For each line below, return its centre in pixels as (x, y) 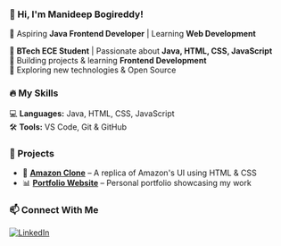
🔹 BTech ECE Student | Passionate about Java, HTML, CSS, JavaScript (141, 51)
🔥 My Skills (34, 93)
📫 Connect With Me (54, 209)
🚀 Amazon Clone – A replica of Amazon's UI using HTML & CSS (139, 173)
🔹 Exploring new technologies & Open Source (93, 70)
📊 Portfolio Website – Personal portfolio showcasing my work (136, 182)
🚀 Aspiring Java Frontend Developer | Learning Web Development (132, 34)
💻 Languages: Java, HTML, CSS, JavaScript (92, 113)
